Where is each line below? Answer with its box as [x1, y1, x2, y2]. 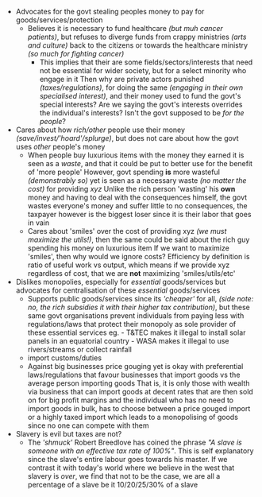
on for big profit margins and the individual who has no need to [27, 395, 234, 405]
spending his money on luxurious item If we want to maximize [27, 243, 230, 253]
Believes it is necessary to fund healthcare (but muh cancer [27, 24, 224, 33]
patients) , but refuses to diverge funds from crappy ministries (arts [27, 32, 247, 41]
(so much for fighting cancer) [27, 49, 125, 58]
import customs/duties [27, 353, 102, 363]
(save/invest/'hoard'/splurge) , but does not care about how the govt [15, 134, 240, 142]
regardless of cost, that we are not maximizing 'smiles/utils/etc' [27, 269, 236, 278]
